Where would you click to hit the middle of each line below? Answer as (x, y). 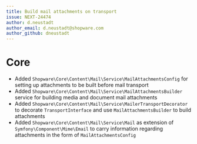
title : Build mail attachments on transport (61, 11)
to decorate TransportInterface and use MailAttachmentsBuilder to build (103, 110)
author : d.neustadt (30, 22)
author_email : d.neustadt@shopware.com (55, 28)
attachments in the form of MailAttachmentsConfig (75, 135)
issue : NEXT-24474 (29, 17)
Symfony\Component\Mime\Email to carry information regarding (89, 129)
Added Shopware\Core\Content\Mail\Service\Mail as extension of (94, 123)
